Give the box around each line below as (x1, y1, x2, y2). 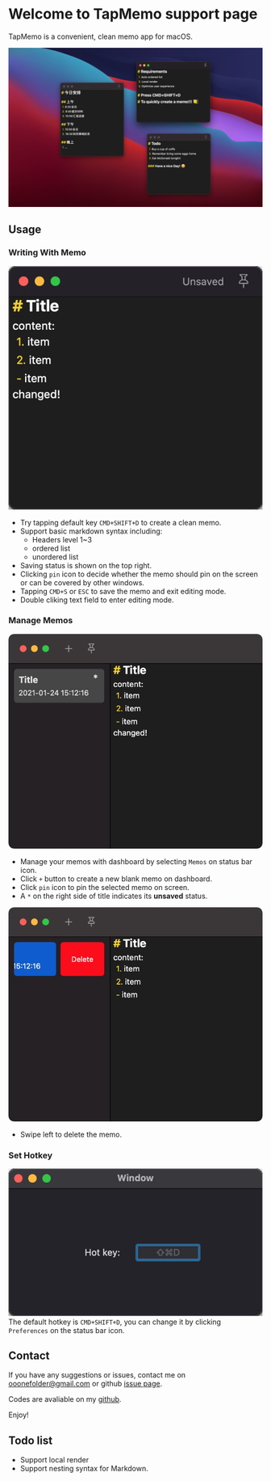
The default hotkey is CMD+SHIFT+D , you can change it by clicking (8, 1317, 222, 1327)
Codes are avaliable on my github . (8, 1395, 122, 1404)
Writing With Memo (8, 247, 86, 259)
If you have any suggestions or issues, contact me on (8, 1370, 186, 1380)
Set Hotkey (8, 1150, 53, 1161)
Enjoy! (8, 1410, 30, 1420)
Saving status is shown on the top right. (19, 560, 152, 570)
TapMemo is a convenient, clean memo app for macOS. (8, 32, 194, 41)
